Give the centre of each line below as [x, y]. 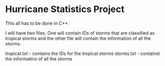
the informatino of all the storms [39, 58]
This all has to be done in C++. [37, 23]
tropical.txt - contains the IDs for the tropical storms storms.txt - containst [82, 53]
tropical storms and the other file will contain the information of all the [78, 38]
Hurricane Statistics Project [65, 9]
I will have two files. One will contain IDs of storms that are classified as [80, 33]
